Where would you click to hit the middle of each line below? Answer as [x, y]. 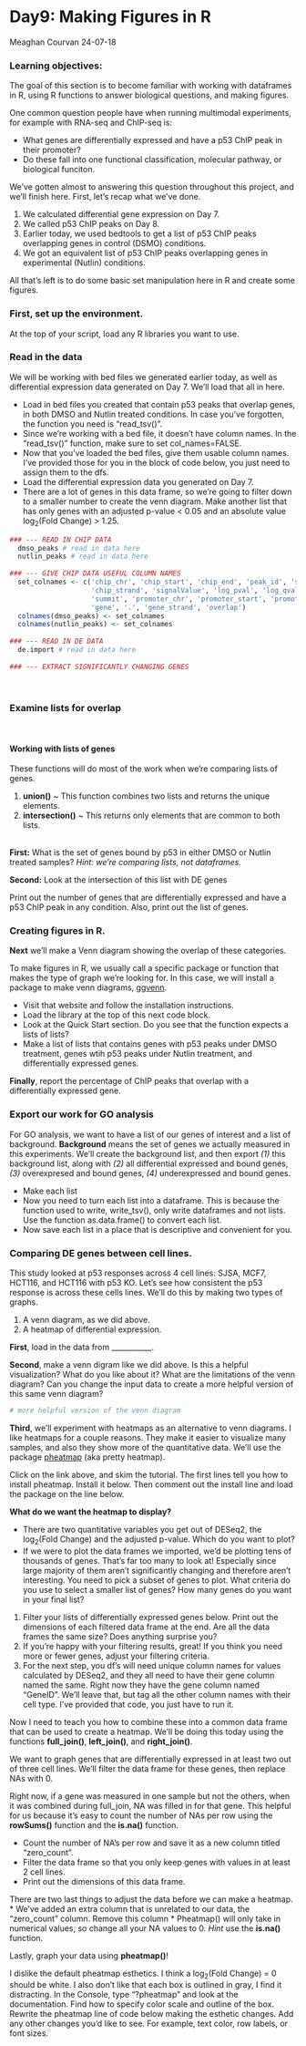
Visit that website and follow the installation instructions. [128, 1006]
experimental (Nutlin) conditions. [84, 263]
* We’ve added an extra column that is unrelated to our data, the [130, 1908]
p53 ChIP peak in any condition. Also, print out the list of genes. [129, 907]
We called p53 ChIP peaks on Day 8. [91, 224]
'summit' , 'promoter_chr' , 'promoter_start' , [178, 599]
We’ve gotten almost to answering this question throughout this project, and [152, 187]
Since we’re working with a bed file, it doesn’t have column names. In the [159, 433]
